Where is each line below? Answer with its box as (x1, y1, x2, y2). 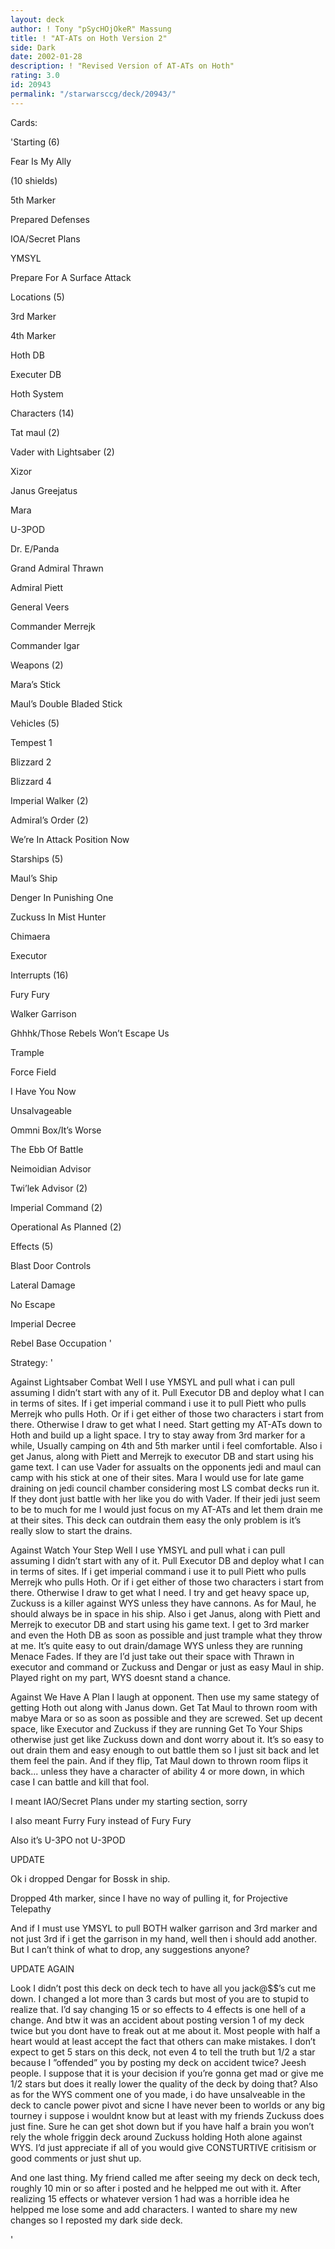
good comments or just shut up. (10, 2152, 142, 2164)
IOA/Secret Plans (10, 232, 81, 245)
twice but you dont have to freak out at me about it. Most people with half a (10, 2024, 321, 2036)
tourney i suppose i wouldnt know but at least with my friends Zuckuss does (10, 2109, 325, 2121)
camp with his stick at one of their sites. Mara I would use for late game (10, 1471, 305, 1483)
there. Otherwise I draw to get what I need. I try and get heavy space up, (10, 1586, 310, 1598)
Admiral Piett (10, 581, 63, 593)
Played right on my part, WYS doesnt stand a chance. (10, 1671, 232, 1683)
